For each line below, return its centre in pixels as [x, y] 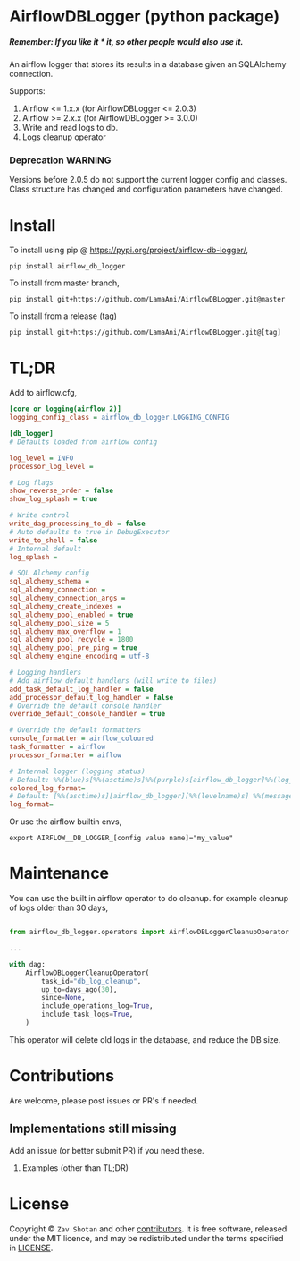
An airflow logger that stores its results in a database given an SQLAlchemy [148, 64]
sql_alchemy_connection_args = [67, 598]
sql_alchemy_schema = [50, 582]
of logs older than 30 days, [59, 908]
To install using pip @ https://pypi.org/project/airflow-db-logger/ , [129, 250]
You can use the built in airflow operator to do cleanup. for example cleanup [149, 899]
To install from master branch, [64, 283]
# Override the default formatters [75, 730]
